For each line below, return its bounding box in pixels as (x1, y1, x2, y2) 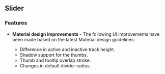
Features (5, 19, 28, 27)
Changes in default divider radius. (19, 62, 91, 68)
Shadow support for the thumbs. (19, 52, 88, 58)
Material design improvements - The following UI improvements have (12, 31, 160, 37)
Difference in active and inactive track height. (19, 46, 115, 53)
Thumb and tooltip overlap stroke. (19, 57, 91, 63)
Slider (5, 4, 24, 13)
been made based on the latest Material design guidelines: (12, 36, 135, 42)
